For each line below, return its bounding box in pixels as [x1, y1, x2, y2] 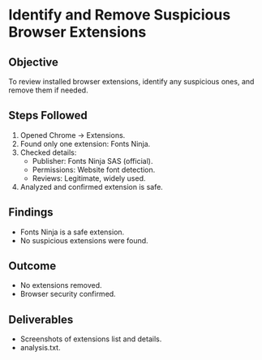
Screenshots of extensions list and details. [19, 334, 162, 344]
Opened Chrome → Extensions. [19, 130, 126, 139]
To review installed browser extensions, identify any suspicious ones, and [8, 77, 255, 86]
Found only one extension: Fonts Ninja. [19, 139, 151, 148]
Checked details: [19, 148, 77, 157]
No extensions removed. [19, 281, 103, 290]
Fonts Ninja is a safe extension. [19, 227, 125, 237]
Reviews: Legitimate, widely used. [32, 173, 146, 183]
